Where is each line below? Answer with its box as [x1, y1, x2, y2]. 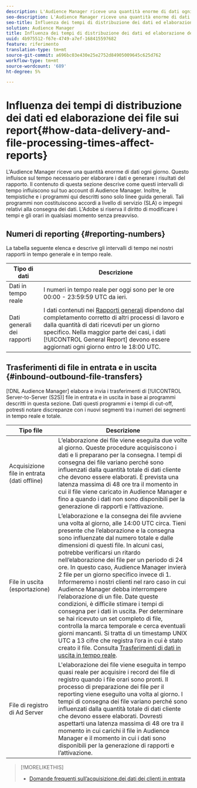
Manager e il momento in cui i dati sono [58, 734, 167, 742]
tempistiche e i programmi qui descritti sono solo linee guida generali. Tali [6, 193, 184, 200]
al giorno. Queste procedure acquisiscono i [58, 444, 177, 452]
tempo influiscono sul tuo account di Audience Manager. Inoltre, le [6, 187, 167, 194]
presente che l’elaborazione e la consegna [58, 526, 175, 535]
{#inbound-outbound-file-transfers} [6, 372, 143, 382]
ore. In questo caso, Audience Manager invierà [58, 563, 186, 571]
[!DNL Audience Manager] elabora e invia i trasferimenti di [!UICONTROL [6, 387, 182, 394]
